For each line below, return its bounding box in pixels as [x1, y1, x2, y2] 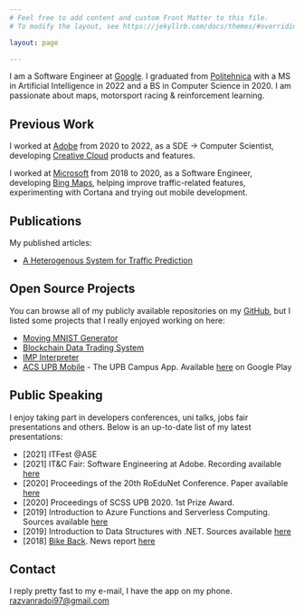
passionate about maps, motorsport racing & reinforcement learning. [9, 90, 265, 101]
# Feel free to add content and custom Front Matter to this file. [9, 13, 270, 23]
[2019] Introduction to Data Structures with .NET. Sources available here [22, 525, 291, 536]
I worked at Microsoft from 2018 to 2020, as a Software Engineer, [9, 168, 253, 179]
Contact [9, 561, 56, 577]
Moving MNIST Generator [22, 332, 119, 343]
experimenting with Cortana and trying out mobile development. [9, 187, 248, 198]
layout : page [9, 38, 59, 47]
